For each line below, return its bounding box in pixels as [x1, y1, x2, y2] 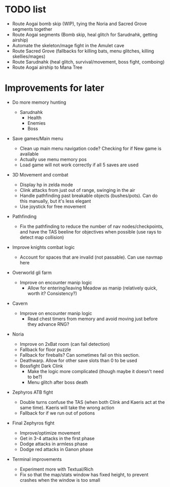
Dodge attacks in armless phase [19, 440, 88, 447]
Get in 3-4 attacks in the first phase [19, 435, 95, 441]
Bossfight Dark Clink [19, 363, 63, 369]
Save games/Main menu [12, 135, 63, 142]
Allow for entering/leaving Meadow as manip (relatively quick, [27, 285, 158, 291]
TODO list [5, 4, 46, 15]
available [19, 150, 39, 157]
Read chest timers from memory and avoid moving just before [27, 316, 158, 322]
